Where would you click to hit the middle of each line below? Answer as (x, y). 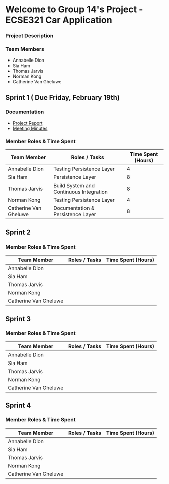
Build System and (74, 186)
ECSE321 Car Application (59, 20)
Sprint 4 (18, 406)
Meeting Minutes (30, 128)
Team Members (25, 49)
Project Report (27, 123)
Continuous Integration (81, 192)
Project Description (29, 36)
